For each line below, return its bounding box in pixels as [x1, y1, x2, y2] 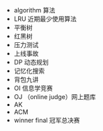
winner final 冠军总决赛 [13, 116, 80, 124]
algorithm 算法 [13, 6, 56, 14]
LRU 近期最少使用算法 [13, 15, 77, 23]
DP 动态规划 [13, 58, 49, 66]
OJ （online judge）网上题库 [13, 93, 96, 101]
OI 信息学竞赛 [13, 84, 54, 92]
